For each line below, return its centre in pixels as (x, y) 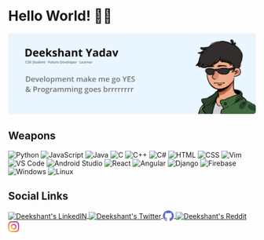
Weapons (32, 136)
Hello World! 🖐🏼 (60, 16)
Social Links (38, 196)
